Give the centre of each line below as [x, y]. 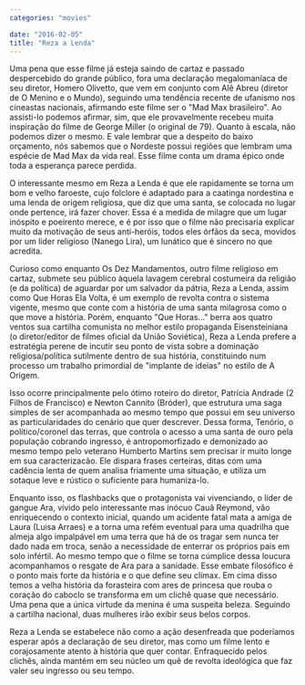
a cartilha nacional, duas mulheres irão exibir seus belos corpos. [130, 614]
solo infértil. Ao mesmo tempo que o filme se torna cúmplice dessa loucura [150, 556]
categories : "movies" [51, 18]
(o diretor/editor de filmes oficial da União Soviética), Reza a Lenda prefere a [153, 337]
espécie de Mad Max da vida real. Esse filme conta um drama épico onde [147, 156]
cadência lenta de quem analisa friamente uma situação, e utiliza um [138, 471]
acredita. [26, 251]
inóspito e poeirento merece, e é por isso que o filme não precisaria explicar [152, 222]
